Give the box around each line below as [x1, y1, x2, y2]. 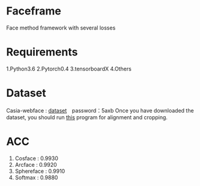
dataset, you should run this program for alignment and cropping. [6, 113, 168, 121]
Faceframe [6, 4, 62, 18]
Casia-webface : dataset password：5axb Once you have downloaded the [6, 107, 194, 114]
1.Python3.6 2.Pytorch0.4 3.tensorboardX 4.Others [6, 65, 132, 72]
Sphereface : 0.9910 [14, 167, 65, 175]
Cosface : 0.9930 [14, 155, 58, 162]
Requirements [6, 45, 78, 59]
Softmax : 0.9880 [14, 173, 58, 181]
